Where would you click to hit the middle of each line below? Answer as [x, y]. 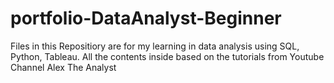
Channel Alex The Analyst [63, 67]
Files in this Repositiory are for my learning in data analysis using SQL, [155, 46]
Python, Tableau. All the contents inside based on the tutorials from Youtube [167, 56]
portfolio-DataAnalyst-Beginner [146, 18]
